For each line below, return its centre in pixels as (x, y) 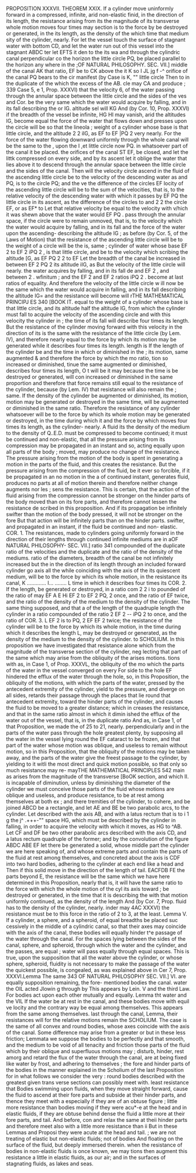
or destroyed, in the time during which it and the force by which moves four (97, 420)
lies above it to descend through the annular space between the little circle (96, 165)
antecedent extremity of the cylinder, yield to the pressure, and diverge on (96, 689)
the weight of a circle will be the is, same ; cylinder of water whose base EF (97, 246)
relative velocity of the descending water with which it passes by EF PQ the (97, 196)
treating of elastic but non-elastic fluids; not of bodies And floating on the (94, 1139)
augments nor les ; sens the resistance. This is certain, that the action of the (98, 489)
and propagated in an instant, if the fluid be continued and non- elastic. (92, 527)
